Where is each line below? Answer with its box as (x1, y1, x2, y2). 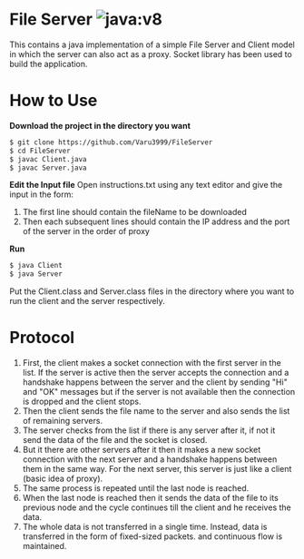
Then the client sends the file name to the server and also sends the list (22, 406, 290, 417)
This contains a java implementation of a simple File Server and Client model (9, 39, 295, 50)
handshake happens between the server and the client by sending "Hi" (22, 377, 288, 387)
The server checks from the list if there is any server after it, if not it (22, 425, 276, 436)
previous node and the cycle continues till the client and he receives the (22, 502, 292, 513)
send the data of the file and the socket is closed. (22, 435, 208, 446)
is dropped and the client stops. (22, 396, 142, 407)
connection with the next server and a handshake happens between (22, 454, 278, 465)
